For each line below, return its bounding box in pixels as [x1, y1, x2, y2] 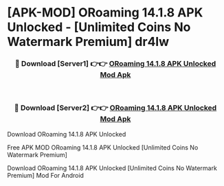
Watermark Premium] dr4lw [7, 34, 170, 49]
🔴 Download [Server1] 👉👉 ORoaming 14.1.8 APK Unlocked [14, 59, 216, 69]
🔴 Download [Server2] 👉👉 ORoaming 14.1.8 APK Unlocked [14, 103, 217, 113]
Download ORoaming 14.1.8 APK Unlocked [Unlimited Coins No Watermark [7, 163, 218, 172]
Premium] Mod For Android [7, 171, 85, 179]
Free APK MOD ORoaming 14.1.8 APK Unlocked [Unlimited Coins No [7, 143, 199, 152]
